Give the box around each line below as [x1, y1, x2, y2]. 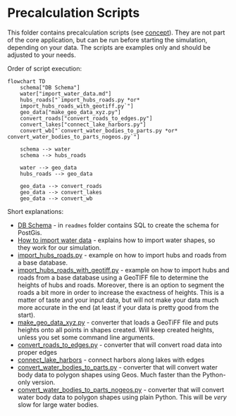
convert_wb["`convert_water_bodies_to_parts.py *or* [20, 127, 178, 134]
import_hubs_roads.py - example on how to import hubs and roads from [17, 251, 227, 259]
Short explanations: [7, 207, 64, 215]
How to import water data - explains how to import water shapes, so [17, 236, 216, 244]
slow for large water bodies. [17, 400, 99, 409]
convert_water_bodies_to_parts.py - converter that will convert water [17, 363, 218, 371]
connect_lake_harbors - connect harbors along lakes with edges [17, 355, 205, 364]
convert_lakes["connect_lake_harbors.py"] [20, 121, 147, 128]
